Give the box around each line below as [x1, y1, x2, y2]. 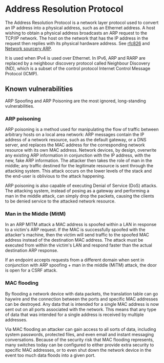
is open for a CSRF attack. [5, 268, 58, 273]
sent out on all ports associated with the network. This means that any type [5, 306, 157, 312]
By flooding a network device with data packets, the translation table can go [5, 291, 158, 296]
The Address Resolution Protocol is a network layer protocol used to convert [5, 20, 159, 25]
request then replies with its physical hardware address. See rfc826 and [5, 40, 150, 46]
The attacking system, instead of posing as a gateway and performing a [5, 188, 150, 194]
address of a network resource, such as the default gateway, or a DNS [5, 137, 146, 143]
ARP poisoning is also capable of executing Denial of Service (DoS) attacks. [5, 182, 158, 189]
